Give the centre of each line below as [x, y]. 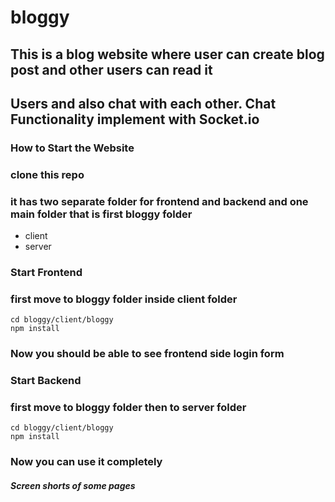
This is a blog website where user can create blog [167, 54]
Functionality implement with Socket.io [135, 119]
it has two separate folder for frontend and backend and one [159, 201]
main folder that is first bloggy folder [101, 214]
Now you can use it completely [86, 462]
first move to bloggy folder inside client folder [124, 299]
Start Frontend [46, 273]
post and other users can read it [111, 69]
